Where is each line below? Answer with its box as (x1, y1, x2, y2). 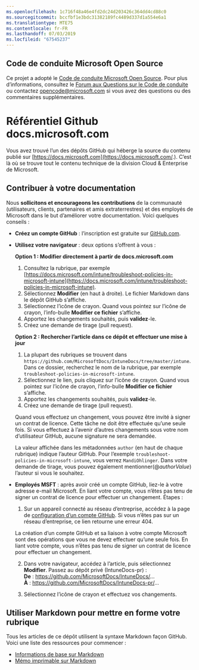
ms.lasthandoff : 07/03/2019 (6, 31, 76, 37)
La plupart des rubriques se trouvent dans (23, 351, 127, 358)
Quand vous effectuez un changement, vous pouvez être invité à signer (14, 413, 191, 420)
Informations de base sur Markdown (14, 651, 104, 658)
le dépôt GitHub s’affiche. (23, 296, 86, 303)
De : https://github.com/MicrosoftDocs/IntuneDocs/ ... (23, 573, 155, 580)
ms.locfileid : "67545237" (6, 36, 70, 42)
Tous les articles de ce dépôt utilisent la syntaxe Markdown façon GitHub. (6, 633, 187, 640)
